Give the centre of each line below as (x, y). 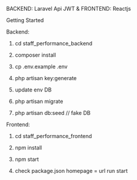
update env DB (33, 90)
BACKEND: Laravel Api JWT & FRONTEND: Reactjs (69, 9)
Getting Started (25, 20)
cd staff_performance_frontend (53, 136)
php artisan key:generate (46, 78)
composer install (35, 55)
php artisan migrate (39, 101)
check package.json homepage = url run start (71, 171)
